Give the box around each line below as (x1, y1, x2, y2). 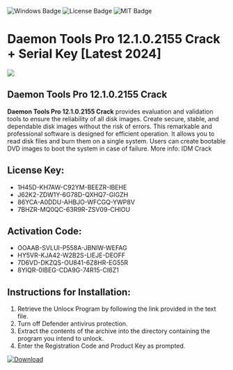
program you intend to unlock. (17, 334, 104, 343)
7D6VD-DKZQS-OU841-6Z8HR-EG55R (17, 259, 129, 267)
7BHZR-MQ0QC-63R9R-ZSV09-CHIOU (17, 205, 131, 213)
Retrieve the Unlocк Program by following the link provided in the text (17, 305, 217, 313)
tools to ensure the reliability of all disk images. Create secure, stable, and (7, 114, 219, 123)
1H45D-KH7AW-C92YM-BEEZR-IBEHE (17, 183, 127, 191)
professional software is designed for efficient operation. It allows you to (7, 129, 215, 138)
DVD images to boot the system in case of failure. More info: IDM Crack (7, 144, 212, 153)
